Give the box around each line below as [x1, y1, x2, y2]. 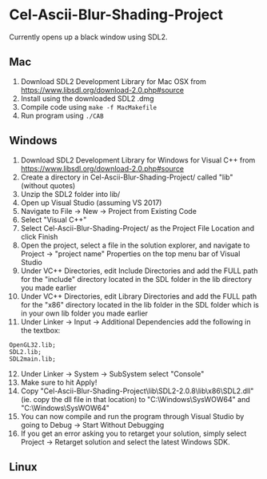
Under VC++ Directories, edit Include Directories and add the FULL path [20, 266, 258, 276]
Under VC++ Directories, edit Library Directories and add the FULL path [20, 291, 257, 301]
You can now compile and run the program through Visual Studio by [20, 411, 245, 421]
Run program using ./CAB [20, 111, 104, 120]
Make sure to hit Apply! [20, 377, 98, 387]
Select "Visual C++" [20, 215, 87, 224]
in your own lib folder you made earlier [20, 308, 149, 318]
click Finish [20, 231, 58, 241]
